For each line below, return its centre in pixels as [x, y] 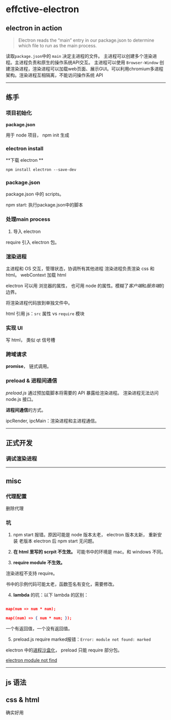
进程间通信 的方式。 [26, 410]
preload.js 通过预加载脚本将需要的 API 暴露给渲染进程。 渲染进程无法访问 [82, 393]
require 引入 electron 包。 [33, 242]
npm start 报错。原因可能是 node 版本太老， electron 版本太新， [80, 535]
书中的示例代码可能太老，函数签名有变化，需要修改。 [61, 584]
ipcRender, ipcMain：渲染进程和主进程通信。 [53, 421]
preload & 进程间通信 [31, 381]
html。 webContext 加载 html [36, 275]
